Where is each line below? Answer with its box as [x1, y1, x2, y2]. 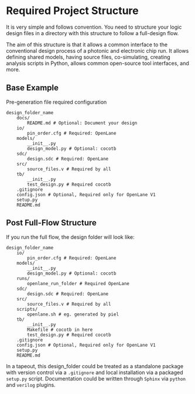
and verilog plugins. [6, 381, 56, 388]
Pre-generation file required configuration [6, 98, 107, 105]
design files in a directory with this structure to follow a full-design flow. [6, 29, 179, 36]
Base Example [6, 83, 59, 93]
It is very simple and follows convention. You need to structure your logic [6, 23, 182, 30]
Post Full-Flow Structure [6, 218, 97, 228]
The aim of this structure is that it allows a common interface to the [6, 41, 168, 48]
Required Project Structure [6, 4, 139, 18]
